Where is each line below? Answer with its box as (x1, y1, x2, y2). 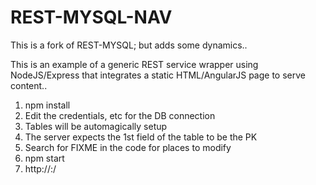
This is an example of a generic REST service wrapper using (10, 58, 259, 70)
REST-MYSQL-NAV (10, 6, 173, 29)
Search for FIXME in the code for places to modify (24, 141, 232, 153)
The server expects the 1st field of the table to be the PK (24, 131, 258, 143)
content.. (10, 79, 48, 91)
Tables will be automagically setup (24, 120, 168, 132)
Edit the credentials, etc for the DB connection (24, 109, 216, 121)
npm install (24, 99, 71, 111)
